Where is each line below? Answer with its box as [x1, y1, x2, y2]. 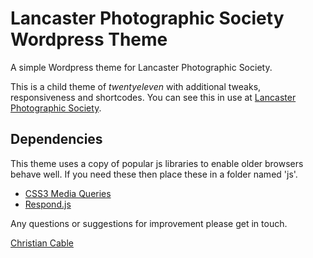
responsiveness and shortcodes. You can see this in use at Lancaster [10, 91, 297, 103]
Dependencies [10, 131, 103, 148]
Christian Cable [10, 237, 74, 249]
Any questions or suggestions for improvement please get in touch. [10, 217, 288, 229]
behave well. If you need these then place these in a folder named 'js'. [10, 168, 298, 180]
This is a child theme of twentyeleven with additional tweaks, [10, 80, 262, 92]
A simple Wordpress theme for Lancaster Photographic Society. [10, 61, 273, 73]
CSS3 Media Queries [24, 187, 112, 199]
